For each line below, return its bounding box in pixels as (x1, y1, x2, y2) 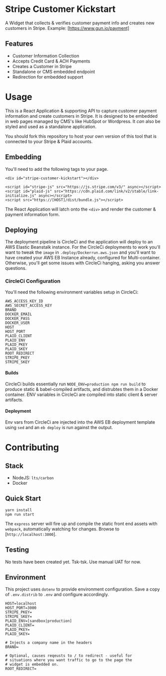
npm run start (5, 512, 35, 517)
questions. (5, 265, 27, 271)
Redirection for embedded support (12, 74, 83, 80)
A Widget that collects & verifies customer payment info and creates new (5, 20, 155, 26)
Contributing (5, 442, 59, 453)
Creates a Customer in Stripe (12, 63, 72, 69)
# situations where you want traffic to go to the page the (5, 658, 133, 663)
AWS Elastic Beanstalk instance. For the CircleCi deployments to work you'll (5, 244, 161, 250)
